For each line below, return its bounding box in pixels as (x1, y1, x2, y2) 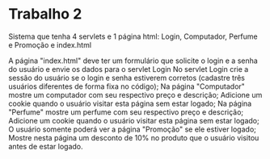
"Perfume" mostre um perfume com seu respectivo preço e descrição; (8, 107, 244, 117)
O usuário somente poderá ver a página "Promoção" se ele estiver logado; (8, 124, 257, 134)
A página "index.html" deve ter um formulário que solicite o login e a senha (8, 56, 259, 65)
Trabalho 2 (8, 5, 82, 23)
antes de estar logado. (8, 141, 83, 151)
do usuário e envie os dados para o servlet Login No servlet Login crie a (8, 64, 249, 73)
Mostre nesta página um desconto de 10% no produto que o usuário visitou (8, 132, 259, 142)
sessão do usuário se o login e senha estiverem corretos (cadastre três (8, 73, 245, 82)
